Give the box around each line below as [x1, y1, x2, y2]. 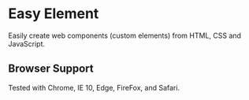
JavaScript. [8, 39, 46, 48]
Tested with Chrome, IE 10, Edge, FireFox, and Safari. [8, 83, 180, 92]
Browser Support [8, 62, 95, 76]
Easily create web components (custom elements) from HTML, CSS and [8, 31, 242, 40]
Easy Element [8, 5, 99, 23]
